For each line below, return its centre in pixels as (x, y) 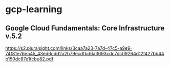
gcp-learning (34, 9)
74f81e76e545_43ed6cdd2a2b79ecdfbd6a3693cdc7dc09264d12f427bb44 (85, 54)
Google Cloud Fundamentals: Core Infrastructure (85, 28)
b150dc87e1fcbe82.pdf (29, 59)
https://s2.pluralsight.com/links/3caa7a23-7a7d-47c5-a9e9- (69, 48)
